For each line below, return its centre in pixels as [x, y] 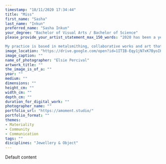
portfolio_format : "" [27, 115]
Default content [21, 157]
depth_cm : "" [19, 97]
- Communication [22, 134]
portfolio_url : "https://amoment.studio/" [49, 111]
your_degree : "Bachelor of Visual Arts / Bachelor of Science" [72, 33]
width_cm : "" [19, 92]
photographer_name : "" [28, 106]
